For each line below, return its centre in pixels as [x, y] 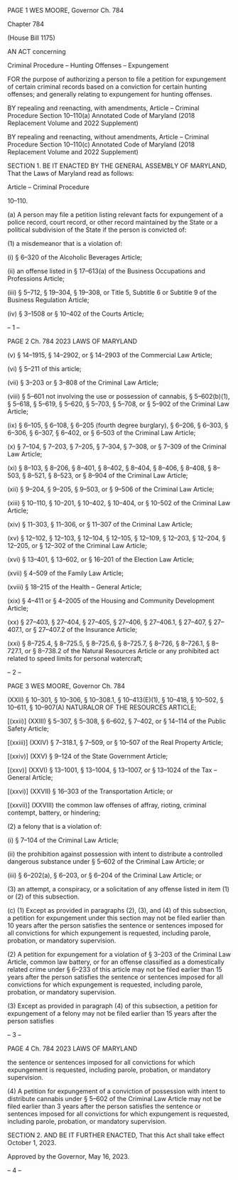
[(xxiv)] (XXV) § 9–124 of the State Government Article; [88, 756]
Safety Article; [28, 729]
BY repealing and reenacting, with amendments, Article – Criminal [104, 108]
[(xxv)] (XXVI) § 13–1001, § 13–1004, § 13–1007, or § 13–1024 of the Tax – [112, 770]
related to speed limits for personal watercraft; [75, 658]
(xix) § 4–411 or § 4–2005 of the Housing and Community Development [111, 601]
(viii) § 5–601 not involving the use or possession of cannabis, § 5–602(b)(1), [119, 396]
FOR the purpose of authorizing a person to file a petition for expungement [117, 79]
